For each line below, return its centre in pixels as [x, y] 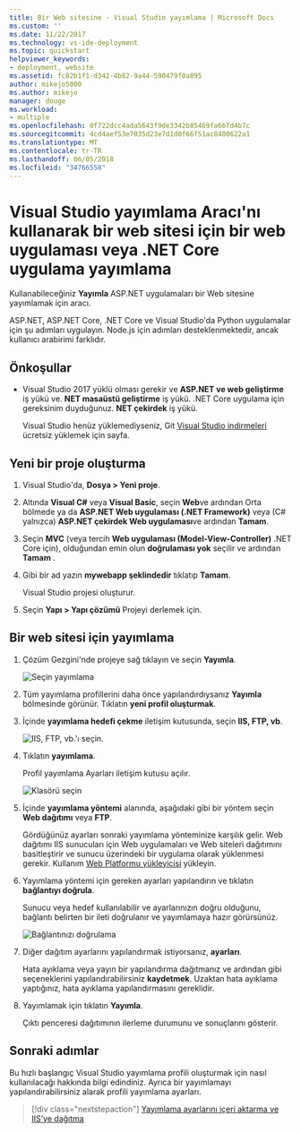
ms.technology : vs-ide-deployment [74, 43]
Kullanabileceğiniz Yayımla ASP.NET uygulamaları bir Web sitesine [132, 294]
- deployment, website [52, 68]
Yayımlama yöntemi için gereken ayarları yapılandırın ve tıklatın [138, 880]
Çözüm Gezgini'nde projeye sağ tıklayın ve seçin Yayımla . [129, 659]
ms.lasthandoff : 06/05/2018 [62, 159]
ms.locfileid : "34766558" [57, 167]
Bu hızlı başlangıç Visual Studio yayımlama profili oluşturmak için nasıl [138, 1072]
